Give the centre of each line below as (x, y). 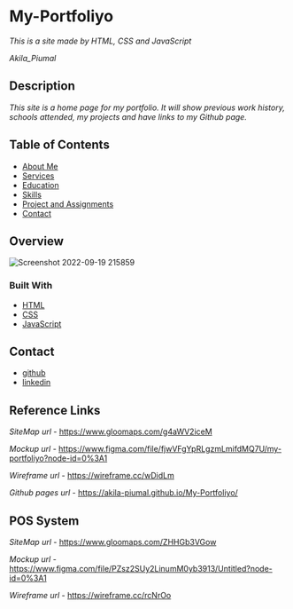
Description (42, 86)
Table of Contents (60, 145)
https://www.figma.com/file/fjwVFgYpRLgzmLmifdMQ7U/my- (170, 449)
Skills (32, 194)
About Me (40, 166)
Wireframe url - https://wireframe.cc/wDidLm (92, 476)
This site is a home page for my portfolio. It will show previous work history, (147, 107)
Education (40, 185)
